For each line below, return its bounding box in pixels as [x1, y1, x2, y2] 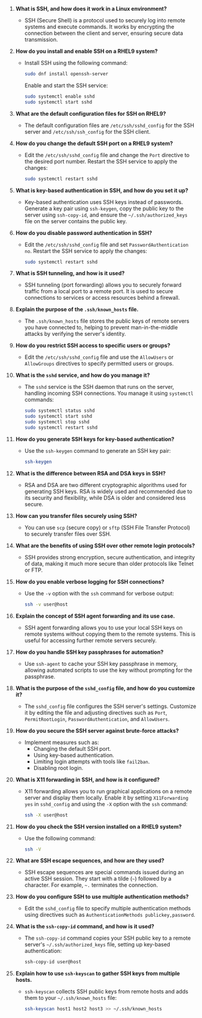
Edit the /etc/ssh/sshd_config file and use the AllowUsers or [24, 353, 174, 361]
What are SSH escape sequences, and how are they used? [15, 857, 165, 864]
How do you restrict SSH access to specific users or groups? [15, 342, 171, 349]
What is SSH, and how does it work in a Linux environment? [15, 5, 167, 12]
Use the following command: [24, 834, 96, 842]
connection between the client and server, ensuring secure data [24, 29, 183, 37]
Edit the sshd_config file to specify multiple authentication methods [24, 905, 191, 912]
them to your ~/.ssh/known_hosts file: [24, 995, 117, 1002]
